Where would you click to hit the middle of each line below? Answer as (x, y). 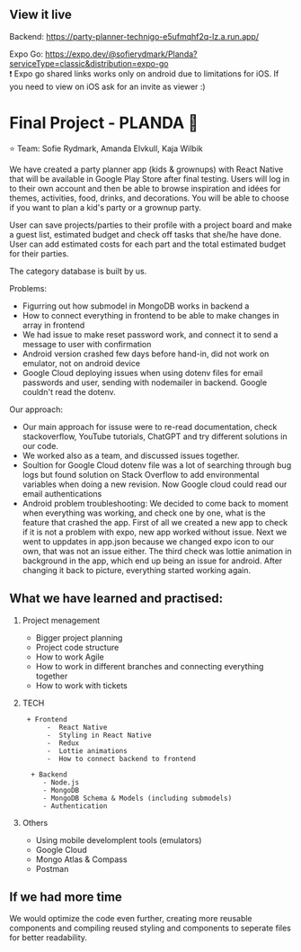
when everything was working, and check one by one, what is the (144, 513)
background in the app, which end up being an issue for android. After (152, 561)
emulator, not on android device (81, 363)
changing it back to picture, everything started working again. (137, 570)
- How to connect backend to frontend (121, 759)
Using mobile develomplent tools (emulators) (119, 840)
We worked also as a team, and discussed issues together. (131, 455)
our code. (40, 445)
